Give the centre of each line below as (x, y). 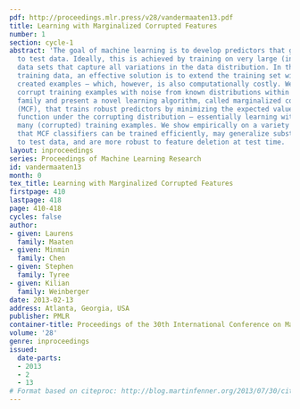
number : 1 (28, 34)
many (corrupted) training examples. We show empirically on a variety (154, 126)
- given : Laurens (42, 233)
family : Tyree (43, 275)
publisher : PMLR (39, 317)
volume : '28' (33, 333)
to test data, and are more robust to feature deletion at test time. (151, 142)
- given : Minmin (39, 250)
